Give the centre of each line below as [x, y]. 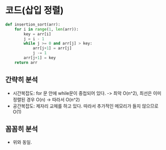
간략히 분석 [22, 80]
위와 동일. [22, 142]
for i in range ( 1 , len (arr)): [47, 29]
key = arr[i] [38, 34]
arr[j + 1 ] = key [40, 58]
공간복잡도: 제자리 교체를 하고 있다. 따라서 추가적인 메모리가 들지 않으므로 [86, 106]
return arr [26, 62]
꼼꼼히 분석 [22, 129]
